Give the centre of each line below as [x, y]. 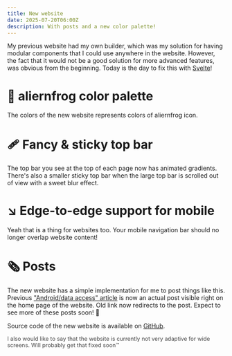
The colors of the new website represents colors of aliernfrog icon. [103, 115]
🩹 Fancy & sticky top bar [80, 144]
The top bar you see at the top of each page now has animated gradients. [112, 168]
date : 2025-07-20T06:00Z [43, 20]
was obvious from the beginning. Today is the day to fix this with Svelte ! [110, 68]
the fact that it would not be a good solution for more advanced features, [111, 61]
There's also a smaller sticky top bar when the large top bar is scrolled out [113, 176]
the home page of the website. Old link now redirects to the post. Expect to [114, 306]
